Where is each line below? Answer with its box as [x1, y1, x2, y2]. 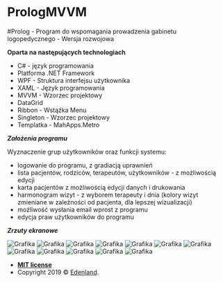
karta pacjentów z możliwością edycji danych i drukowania [17, 183, 185, 191]
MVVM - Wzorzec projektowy [17, 91, 103, 99]
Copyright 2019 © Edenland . [17, 268, 99, 276]
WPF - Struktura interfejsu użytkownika [17, 76, 131, 84]
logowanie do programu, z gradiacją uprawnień [17, 161, 153, 169]
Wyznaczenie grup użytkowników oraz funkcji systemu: [7, 147, 167, 156]
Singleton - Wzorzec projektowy [17, 113, 110, 122]
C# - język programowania [17, 61, 94, 70]
